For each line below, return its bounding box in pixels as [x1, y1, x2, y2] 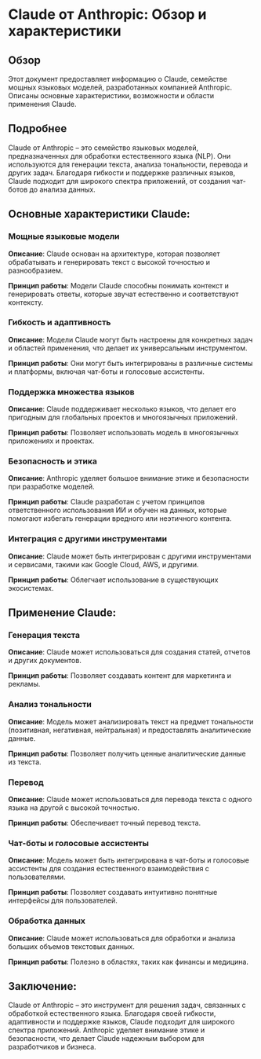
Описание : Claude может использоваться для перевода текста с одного [8, 794, 252, 804]
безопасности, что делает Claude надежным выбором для [8, 1034, 205, 1043]
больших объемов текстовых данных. [8, 941, 135, 951]
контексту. [8, 297, 44, 307]
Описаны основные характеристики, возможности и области [8, 91, 214, 100]
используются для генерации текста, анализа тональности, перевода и [8, 159, 248, 169]
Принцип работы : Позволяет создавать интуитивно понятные [8, 888, 218, 897]
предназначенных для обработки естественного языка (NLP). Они [8, 151, 231, 160]
